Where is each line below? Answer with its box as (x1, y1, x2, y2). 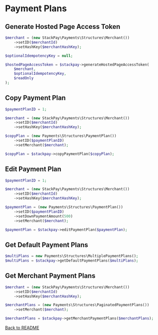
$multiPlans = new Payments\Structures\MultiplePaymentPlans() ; (5, 254, 138, 259)
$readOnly (14, 76, 34, 81)
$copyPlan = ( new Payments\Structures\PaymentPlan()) (5, 134, 117, 138)
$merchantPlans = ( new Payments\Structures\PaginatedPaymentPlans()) (5, 303, 150, 308)
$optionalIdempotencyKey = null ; (5, 53, 73, 58)
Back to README (5, 325, 39, 331)
